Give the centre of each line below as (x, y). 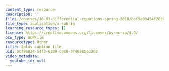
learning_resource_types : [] (36, 28)
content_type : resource (30, 10)
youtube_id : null (28, 61)
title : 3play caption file (33, 47)
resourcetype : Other (27, 42)
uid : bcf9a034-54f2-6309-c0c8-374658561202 (52, 51)
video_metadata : (22, 56)
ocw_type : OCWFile (24, 38)
